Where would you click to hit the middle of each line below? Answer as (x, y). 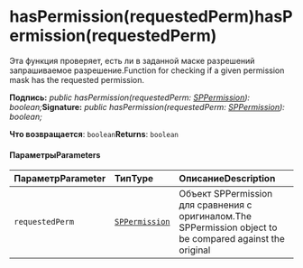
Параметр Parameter (60, 179)
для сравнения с (216, 205)
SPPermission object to (228, 227)
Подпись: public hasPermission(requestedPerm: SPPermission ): (130, 97)
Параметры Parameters (55, 154)
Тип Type (134, 179)
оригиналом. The (216, 217)
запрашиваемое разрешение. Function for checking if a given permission (147, 70)
